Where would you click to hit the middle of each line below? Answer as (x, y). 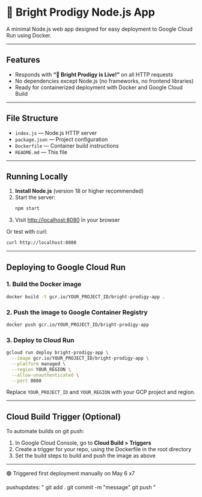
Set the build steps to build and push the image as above (85, 456)
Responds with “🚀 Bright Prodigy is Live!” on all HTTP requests (94, 74)
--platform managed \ (39, 364)
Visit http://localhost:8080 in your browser (67, 220)
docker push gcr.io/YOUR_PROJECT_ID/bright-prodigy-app (78, 325)
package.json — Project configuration (61, 139)
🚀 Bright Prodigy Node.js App (81, 12)
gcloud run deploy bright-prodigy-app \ (58, 353)
